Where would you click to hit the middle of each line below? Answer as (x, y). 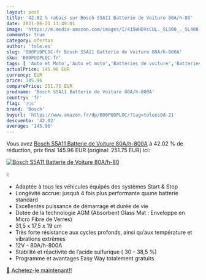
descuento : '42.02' (31, 120)
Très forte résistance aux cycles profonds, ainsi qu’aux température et (104, 232)
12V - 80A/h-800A (39, 246)
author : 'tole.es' (30, 47)
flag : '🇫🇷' (21, 103)
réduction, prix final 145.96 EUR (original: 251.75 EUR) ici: (78, 150)
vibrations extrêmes (40, 239)
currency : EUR (25, 75)
